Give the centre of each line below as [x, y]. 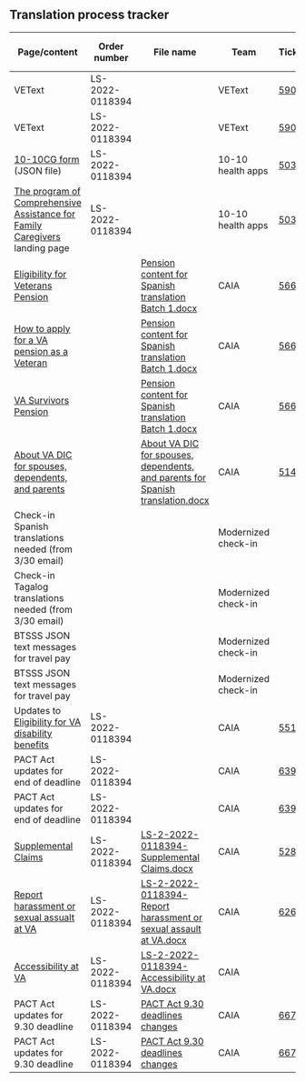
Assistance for [44, 214]
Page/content [48, 52]
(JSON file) [38, 170]
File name [175, 52]
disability [33, 733]
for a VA [31, 340]
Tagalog [31, 586]
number [111, 57]
